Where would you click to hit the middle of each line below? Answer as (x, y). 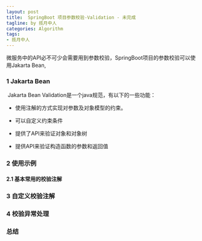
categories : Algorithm (35, 29)
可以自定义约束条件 (39, 120)
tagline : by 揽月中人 (32, 23)
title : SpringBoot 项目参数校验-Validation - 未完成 (71, 17)
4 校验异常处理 (28, 213)
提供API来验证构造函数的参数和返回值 (62, 146)
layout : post (23, 12)
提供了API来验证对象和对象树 (51, 134)
